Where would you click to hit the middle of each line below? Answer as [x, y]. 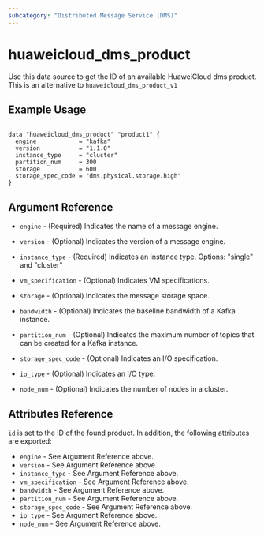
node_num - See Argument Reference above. [90, 523]
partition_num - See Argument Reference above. [99, 499]
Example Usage [47, 109]
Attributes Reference [61, 414]
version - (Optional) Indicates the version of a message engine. [123, 242]
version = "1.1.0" [63, 148]
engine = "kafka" [63, 142]
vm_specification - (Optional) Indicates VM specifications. [115, 280]
